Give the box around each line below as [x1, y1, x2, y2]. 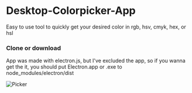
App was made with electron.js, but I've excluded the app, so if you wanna [6, 57, 186, 65]
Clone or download [6, 44, 61, 52]
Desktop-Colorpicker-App [6, 4, 136, 17]
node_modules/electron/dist [6, 70, 74, 77]
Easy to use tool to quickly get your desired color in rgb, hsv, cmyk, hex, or [6, 23, 186, 30]
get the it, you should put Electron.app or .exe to [6, 63, 122, 70]
